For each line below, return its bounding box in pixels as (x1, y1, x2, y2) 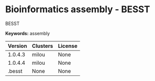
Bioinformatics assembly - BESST (5, 4, 150, 15)
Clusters (32, 42, 53, 49)
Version (8, 42, 27, 49)
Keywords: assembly (5, 30, 50, 36)
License (57, 42, 78, 49)
